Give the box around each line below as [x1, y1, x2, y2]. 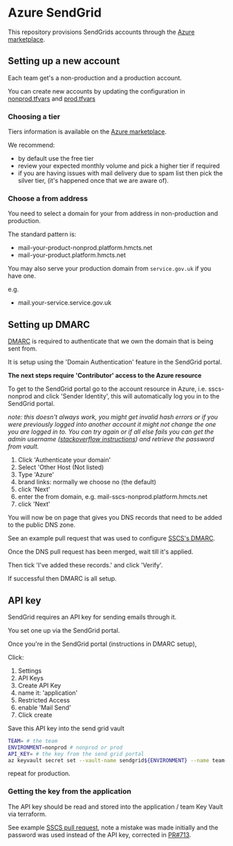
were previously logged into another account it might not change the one [8, 421, 216, 429]
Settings [17, 667, 42, 675]
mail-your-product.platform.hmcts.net [17, 251, 127, 259]
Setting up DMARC [8, 319, 91, 331]
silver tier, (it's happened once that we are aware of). [17, 177, 169, 185]
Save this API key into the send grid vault [8, 724, 125, 732]
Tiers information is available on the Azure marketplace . [8, 127, 167, 136]
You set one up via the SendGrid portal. [8, 626, 120, 635]
